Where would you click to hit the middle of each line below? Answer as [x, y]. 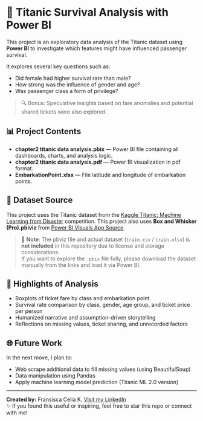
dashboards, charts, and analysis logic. [64, 155]
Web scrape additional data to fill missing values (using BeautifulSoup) [103, 369]
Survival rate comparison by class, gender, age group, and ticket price [102, 305]
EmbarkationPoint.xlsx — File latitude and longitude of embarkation [100, 175]
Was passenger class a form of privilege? [67, 91]
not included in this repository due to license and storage [93, 246]
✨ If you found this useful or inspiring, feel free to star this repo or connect [99, 406]
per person [29, 311]
